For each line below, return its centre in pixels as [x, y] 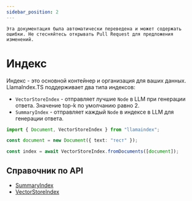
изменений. [20, 39]
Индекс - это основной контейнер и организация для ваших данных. [96, 81]
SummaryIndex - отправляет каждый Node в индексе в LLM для [94, 112]
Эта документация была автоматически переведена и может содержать [94, 29]
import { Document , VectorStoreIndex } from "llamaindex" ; [83, 130]
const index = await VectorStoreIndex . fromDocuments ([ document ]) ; [93, 152]
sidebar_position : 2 [33, 12]
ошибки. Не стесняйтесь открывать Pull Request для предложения [90, 34]
